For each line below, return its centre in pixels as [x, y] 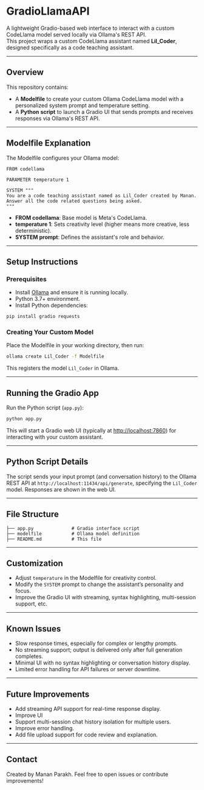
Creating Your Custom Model [50, 332]
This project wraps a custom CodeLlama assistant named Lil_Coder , [92, 41]
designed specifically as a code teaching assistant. [70, 48]
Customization [35, 563]
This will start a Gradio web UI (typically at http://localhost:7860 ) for [91, 430]
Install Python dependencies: [51, 305]
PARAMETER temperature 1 [38, 180]
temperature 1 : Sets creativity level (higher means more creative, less [102, 224]
